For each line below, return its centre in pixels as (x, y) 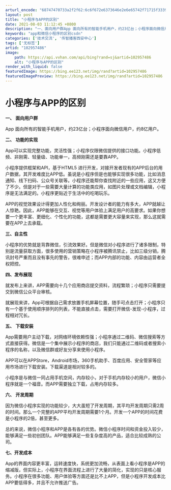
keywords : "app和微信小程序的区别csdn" (44, 34)
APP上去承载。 (30, 223)
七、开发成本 (19, 452)
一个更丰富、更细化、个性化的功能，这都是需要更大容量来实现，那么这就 (85, 216)
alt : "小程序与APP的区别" (39, 62)
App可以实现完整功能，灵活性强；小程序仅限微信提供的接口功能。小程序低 (83, 150)
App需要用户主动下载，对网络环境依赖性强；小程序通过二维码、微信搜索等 (83, 337)
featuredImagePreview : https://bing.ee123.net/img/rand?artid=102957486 (84, 76)
